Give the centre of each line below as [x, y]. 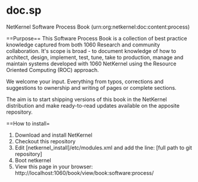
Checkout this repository [45, 141]
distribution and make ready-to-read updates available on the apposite [93, 105]
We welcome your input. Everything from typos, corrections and [85, 81]
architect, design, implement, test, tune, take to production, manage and [95, 57]
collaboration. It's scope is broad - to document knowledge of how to [91, 51]
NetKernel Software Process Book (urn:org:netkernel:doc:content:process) [98, 27]
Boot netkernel [33, 160]
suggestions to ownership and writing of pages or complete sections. [92, 87]
